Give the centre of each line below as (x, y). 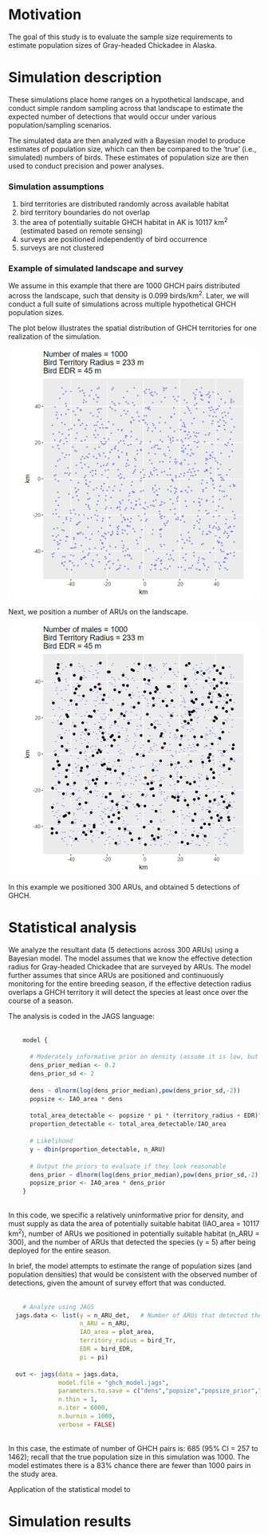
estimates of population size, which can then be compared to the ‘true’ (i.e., (132, 148)
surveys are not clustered (62, 247)
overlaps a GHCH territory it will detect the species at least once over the (128, 992)
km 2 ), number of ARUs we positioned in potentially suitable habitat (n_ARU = (134, 1233)
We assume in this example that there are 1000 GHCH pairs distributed (124, 286)
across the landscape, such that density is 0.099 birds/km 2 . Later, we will (129, 295)
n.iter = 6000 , (84, 1408)
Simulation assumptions (56, 187)
